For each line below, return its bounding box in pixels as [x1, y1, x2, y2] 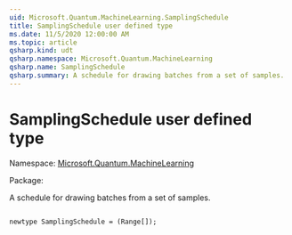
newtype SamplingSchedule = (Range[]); [9, 217, 158, 226]
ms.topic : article [9, 37, 77, 47]
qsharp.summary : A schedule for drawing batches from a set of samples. [9, 71, 285, 80]
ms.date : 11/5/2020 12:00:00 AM [9, 29, 129, 38]
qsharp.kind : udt [9, 46, 74, 55]
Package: [9, 174, 45, 185]
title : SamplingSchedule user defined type [9, 21, 174, 30]
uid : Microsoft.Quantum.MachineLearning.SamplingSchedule [9, 12, 229, 22]
